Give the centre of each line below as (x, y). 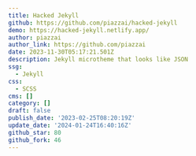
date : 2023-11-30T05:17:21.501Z (61, 52)
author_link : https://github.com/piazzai (77, 45)
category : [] (30, 103)
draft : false (30, 111)
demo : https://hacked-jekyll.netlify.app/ (79, 30)
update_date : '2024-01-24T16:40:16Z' (70, 125)
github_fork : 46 (35, 140)
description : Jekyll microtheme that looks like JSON (98, 60)
